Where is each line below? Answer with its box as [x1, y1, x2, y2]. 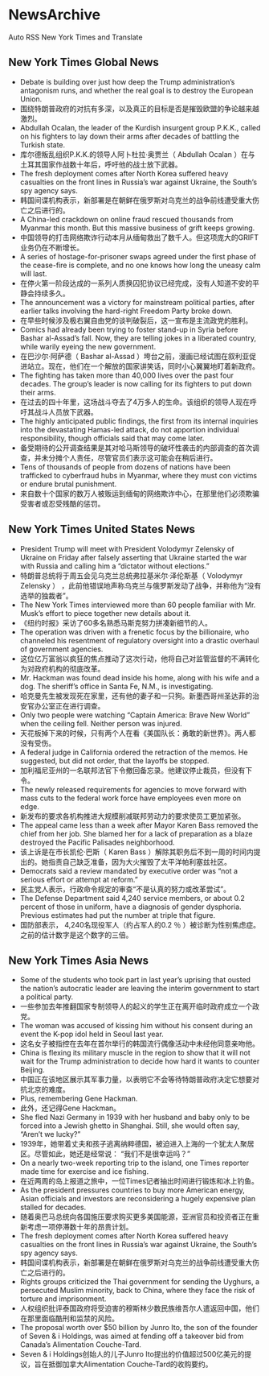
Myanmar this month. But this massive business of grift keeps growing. [19, 223, 255, 233]
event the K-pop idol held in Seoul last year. [19, 1029, 165, 1039]
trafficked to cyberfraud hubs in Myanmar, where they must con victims [19, 470, 258, 480]
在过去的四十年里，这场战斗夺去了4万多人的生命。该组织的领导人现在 [19, 397, 251, 407]
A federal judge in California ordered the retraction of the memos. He [19, 747, 248, 757]
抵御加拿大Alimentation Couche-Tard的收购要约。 [47, 1359, 213, 1370]
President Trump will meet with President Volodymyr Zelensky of [19, 543, 234, 553]
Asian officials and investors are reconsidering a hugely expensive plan [19, 1194, 255, 1204]
